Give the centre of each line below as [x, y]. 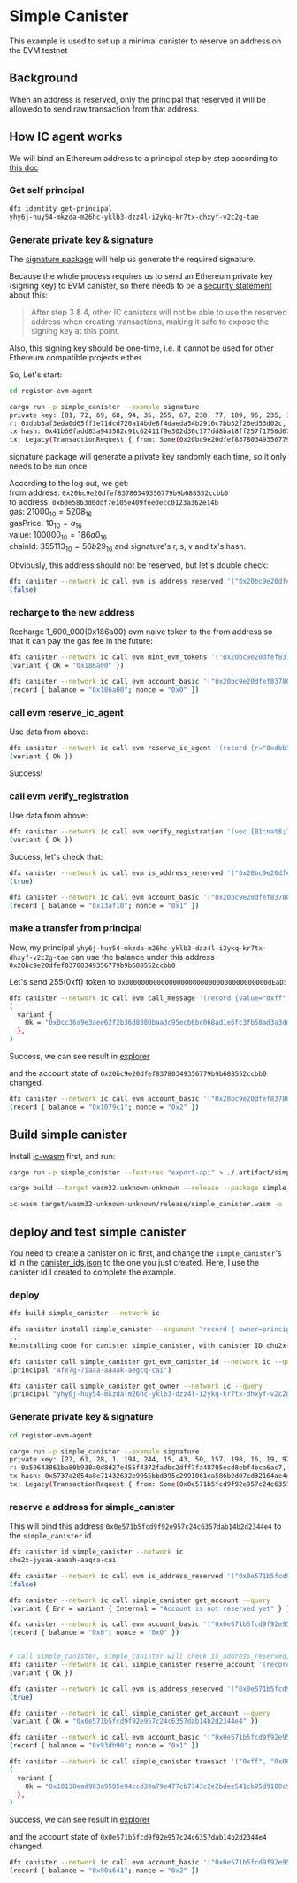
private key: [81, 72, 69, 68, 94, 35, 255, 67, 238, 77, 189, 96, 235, [146, 415]
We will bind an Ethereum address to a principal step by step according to [144, 158]
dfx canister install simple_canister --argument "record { [122, 1329]
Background [43, 78]
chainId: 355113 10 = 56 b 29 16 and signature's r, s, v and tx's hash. [128, 547]
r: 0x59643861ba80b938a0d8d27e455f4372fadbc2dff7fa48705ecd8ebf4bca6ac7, [148, 1468]
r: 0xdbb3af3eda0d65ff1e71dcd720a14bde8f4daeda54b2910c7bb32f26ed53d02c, [148, 423]
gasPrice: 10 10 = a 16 [46, 524]
